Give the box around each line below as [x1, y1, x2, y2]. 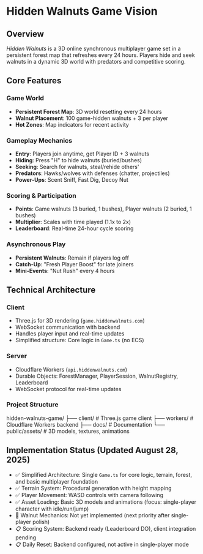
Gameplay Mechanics [6, 136, 72, 144]
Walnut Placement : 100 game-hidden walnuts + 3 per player [15, 114, 169, 122]
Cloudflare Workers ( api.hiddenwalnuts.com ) [15, 365, 127, 373]
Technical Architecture [6, 285, 96, 295]
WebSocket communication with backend [15, 323, 120, 331]
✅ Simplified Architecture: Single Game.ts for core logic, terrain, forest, [15, 471, 193, 478]
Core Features [6, 75, 62, 86]
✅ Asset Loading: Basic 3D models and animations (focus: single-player [15, 498, 197, 506]
